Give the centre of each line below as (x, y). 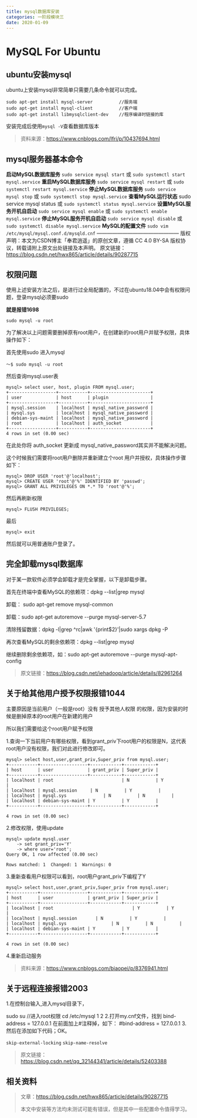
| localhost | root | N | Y (85, 780)
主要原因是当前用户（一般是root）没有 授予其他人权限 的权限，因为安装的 (95, 709)
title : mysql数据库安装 (33, 11)
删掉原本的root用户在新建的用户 (55, 716)
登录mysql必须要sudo (42, 297)
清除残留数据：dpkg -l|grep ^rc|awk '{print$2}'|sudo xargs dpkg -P (87, 629)
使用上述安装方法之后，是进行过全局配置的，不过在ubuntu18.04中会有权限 (96, 290)
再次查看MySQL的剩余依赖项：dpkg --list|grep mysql (70, 642)
